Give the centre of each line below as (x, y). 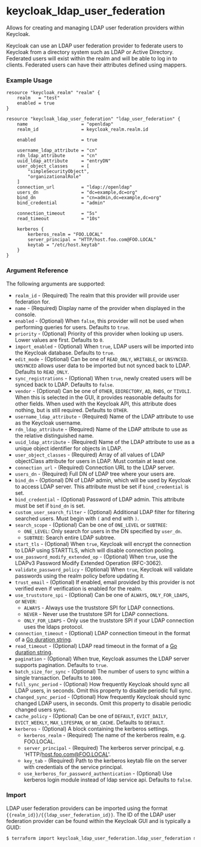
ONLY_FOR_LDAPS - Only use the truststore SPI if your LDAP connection (109, 620)
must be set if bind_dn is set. (50, 506)
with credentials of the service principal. (73, 767)
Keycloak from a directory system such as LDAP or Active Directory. (90, 52)
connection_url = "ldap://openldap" (75, 187)
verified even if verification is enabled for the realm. (78, 588)
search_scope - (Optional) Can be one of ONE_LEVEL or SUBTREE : (91, 525)
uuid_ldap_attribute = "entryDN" (64, 161)
